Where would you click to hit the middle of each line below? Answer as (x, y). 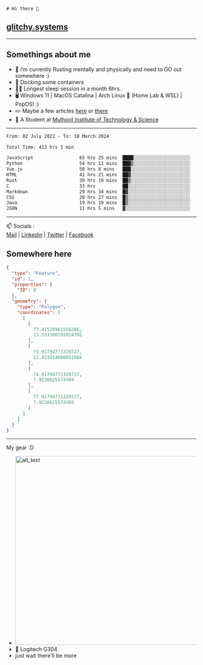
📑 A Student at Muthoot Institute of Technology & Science (87, 119)
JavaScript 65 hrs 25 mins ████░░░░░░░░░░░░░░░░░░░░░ (98, 158)
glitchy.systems (37, 27)
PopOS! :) (27, 104)
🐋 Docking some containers (50, 82)
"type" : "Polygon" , (42, 307)
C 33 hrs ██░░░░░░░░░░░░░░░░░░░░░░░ (98, 186)
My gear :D (20, 448)
